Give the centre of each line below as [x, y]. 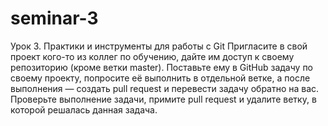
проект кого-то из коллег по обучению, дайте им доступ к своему [152, 56]
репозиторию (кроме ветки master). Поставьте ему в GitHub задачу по [162, 67]
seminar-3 [54, 18]
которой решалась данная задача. [84, 109]
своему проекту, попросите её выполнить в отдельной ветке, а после [160, 78]
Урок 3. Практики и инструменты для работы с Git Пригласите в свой [159, 46]
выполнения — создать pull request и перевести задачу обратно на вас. [165, 88]
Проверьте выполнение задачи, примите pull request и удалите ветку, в [163, 99]
